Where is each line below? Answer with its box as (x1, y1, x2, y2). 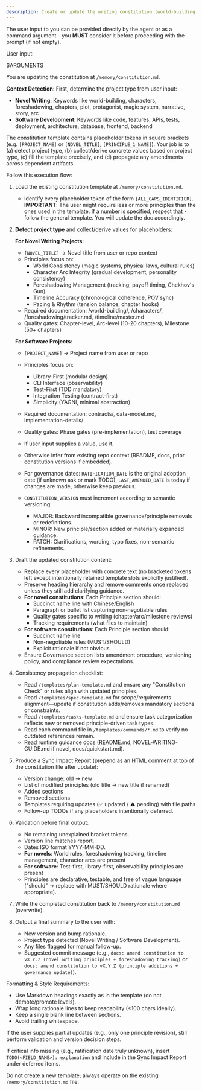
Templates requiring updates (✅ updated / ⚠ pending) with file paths (24, 800, 196, 807)
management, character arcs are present (24, 856, 126, 864)
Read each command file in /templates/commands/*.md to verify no (24, 725, 188, 733)
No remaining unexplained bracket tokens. (24, 830, 130, 838)
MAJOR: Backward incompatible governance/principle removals (33, 512, 192, 520)
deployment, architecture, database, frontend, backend (14, 122, 153, 130)
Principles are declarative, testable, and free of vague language (24, 876, 182, 883)
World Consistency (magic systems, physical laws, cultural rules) (33, 262, 195, 269)
